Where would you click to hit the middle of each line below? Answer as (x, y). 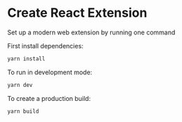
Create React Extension (77, 13)
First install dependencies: (45, 46)
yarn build (23, 111)
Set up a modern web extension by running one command (91, 32)
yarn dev (20, 85)
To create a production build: (49, 98)
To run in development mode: (50, 72)
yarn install (26, 59)
